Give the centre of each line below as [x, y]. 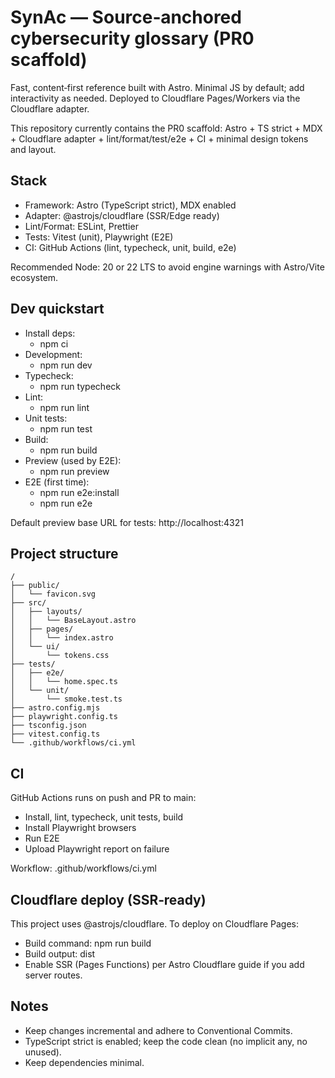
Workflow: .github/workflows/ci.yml [83, 868]
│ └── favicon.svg [53, 594]
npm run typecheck [80, 386]
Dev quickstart [57, 309]
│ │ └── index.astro [62, 638]
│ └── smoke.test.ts [66, 699]
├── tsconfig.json [48, 726]
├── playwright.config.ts [64, 717]
